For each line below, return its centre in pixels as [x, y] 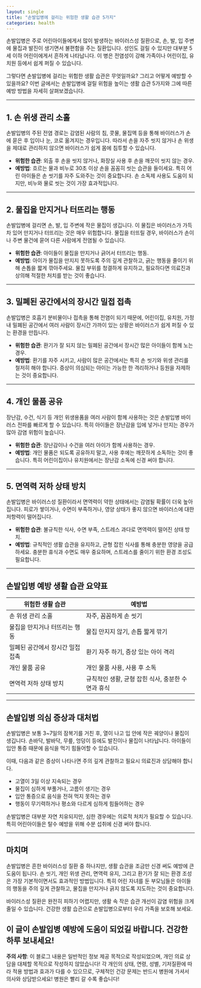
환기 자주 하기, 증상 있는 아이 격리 [130, 652]
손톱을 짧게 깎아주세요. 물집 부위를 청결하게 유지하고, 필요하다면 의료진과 [106, 268]
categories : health [31, 23]
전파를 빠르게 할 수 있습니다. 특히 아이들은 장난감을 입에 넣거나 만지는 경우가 [106, 424]
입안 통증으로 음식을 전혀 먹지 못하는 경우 [63, 797]
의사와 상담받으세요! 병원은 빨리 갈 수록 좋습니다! [63, 978]
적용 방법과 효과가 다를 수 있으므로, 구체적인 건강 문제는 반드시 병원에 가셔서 [101, 971]
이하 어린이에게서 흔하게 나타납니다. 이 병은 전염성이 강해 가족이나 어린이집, [100, 56]
